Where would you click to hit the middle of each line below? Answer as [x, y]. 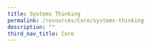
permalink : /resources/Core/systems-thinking [75, 20]
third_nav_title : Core [41, 34]
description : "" [31, 27]
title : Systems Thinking [44, 14]
